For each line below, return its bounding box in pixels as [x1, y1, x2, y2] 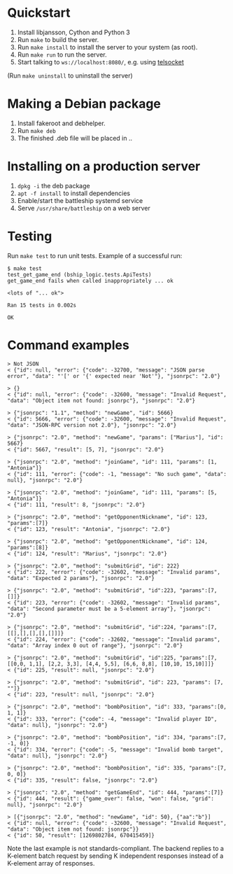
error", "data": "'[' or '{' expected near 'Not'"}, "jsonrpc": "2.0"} [7, 372, 220, 379]
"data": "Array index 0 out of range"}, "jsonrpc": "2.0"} [7, 642, 183, 649]
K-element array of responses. [7, 859, 95, 867]
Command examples [7, 337, 129, 353]
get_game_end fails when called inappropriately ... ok [7, 277, 174, 284]
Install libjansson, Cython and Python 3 [17, 28, 131, 36]
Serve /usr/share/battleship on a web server [17, 204, 150, 212]
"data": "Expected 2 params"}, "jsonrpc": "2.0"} [7, 575, 155, 582]
